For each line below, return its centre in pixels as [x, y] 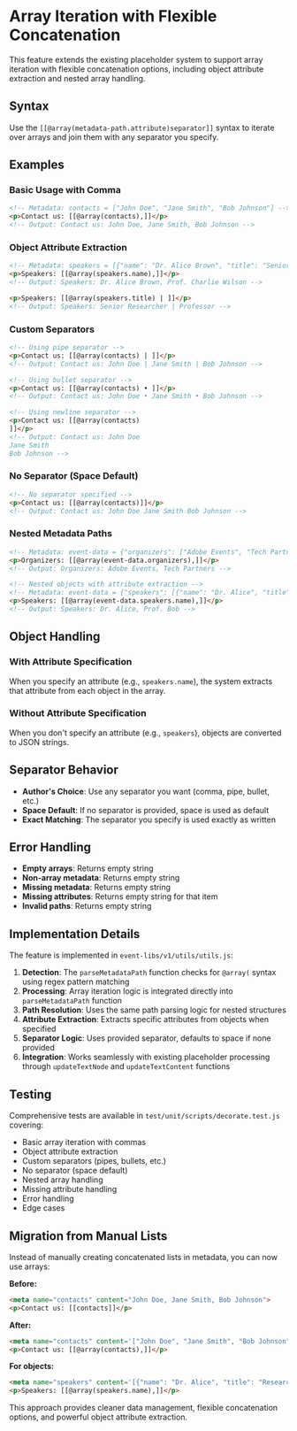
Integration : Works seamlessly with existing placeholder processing [146, 1057]
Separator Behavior [64, 770]
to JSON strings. [39, 742]
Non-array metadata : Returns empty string [101, 878]
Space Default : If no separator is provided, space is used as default [145, 810]
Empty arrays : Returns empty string [88, 868]
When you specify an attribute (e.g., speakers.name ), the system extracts [141, 681]
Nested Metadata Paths [61, 534]
